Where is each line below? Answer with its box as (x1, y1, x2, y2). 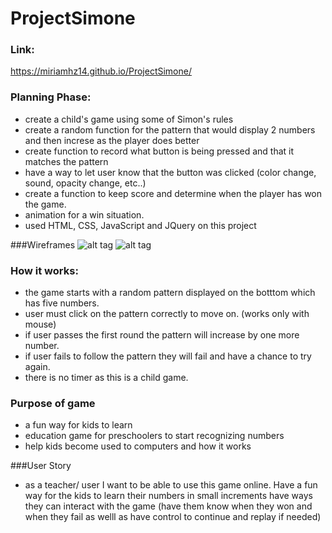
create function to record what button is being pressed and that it (24, 145, 295, 157)
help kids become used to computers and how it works (24, 440, 252, 452)
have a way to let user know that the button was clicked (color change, (24, 166, 317, 178)
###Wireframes (10, 238, 76, 251)
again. (24, 361, 51, 373)
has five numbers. (24, 297, 100, 309)
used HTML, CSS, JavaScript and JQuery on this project (24, 219, 257, 231)
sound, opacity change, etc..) (24, 177, 147, 189)
